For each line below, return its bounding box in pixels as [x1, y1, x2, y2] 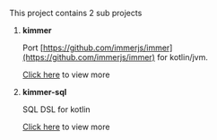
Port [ [22, 42, 44, 53]
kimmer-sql [22, 87, 67, 97]
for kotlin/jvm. [156, 52, 209, 62]
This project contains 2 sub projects [9, 8, 143, 18]
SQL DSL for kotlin [22, 104, 91, 115]
